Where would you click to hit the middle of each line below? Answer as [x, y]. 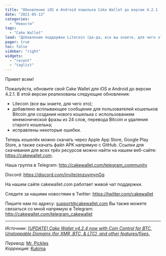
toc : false [16, 47]
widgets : [14, 56]
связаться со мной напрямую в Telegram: [49, 209]
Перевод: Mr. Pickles [27, 243]
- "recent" [21, 61]
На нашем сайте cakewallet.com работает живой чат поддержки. [74, 185]
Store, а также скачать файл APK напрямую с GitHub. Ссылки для [75, 145]
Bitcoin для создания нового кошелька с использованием [73, 114]
